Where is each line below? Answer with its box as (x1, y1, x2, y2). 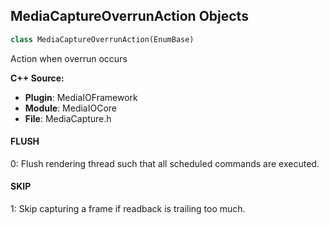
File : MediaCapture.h (24, 112, 112, 124)
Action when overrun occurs (10, 52, 128, 64)
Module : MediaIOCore (24, 102, 117, 114)
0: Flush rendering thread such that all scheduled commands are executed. (10, 157, 320, 169)
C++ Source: (10, 72, 65, 84)
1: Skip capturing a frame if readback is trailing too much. (10, 203, 246, 215)
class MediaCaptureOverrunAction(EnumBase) (10, 34, 195, 44)
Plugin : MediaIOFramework (24, 91, 138, 103)
